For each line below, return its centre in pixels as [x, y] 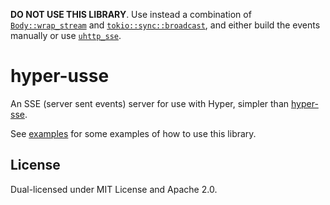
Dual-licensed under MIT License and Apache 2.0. [114, 189]
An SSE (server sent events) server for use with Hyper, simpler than [150, 103]
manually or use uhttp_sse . [66, 35]
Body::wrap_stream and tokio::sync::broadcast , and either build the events [165, 25]
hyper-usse [60, 76]
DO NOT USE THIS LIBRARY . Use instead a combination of [131, 14]
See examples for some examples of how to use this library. [133, 133]
